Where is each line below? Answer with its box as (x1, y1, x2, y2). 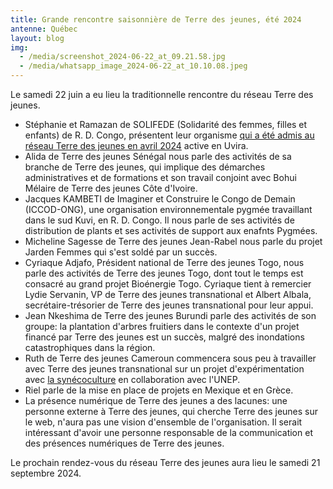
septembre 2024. (10, 467, 82, 479)
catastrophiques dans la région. (24, 342, 156, 353)
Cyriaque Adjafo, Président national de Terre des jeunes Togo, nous (24, 257, 305, 268)
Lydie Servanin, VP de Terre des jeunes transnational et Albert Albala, (24, 289, 312, 300)
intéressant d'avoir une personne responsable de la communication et (24, 427, 313, 438)
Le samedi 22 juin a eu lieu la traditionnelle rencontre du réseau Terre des (10, 89, 314, 100)
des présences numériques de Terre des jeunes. (24, 437, 225, 449)
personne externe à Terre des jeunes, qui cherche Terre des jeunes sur (24, 406, 319, 417)
